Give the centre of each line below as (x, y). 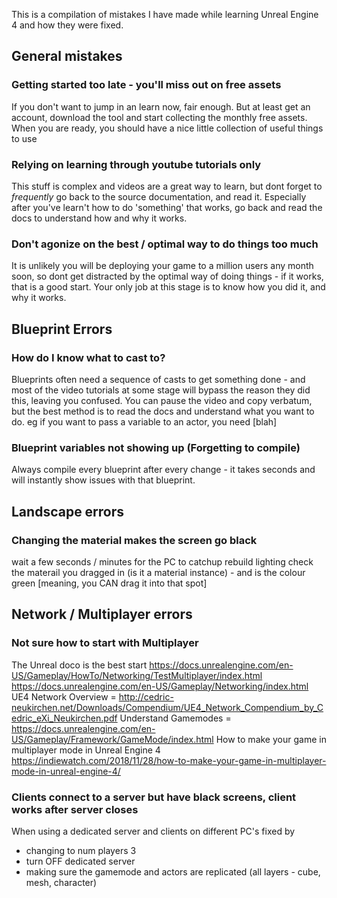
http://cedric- (146, 696)
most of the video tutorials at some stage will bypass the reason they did (161, 390)
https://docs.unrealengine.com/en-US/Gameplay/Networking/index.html (160, 686)
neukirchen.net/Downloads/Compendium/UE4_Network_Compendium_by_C (167, 707)
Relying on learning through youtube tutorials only (136, 164)
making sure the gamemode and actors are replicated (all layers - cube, (173, 871)
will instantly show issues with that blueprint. (103, 480)
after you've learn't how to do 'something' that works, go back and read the (167, 207)
